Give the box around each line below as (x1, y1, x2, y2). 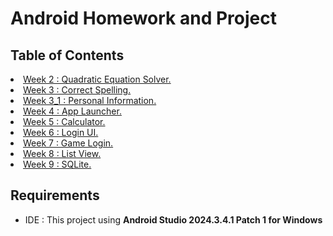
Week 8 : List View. (23, 148, 102, 159)
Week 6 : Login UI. (23, 127, 99, 138)
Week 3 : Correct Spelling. (23, 84, 132, 96)
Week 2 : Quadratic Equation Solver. (23, 73, 172, 85)
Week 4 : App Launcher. (23, 105, 122, 117)
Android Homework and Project (10, 7, 277, 30)
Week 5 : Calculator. (23, 116, 106, 127)
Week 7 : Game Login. (23, 137, 114, 149)
